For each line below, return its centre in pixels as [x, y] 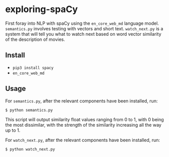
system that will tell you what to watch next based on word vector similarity [83, 34]
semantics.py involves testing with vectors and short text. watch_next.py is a [84, 28]
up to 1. [13, 130]
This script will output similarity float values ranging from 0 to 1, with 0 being [84, 119]
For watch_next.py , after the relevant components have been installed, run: [83, 140]
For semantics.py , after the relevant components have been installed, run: [81, 101]
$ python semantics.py [29, 110]
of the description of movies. [35, 39]
